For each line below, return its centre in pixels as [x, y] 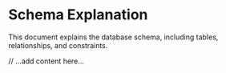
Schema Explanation [78, 15]
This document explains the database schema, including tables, [113, 37]
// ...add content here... [46, 61]
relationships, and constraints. [58, 45]
